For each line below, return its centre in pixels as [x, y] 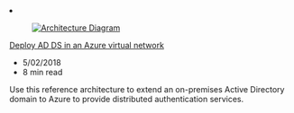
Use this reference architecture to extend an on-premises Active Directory [147, 89]
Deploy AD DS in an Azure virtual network [87, 45]
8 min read [42, 72]
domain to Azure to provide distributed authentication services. [127, 99]
